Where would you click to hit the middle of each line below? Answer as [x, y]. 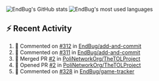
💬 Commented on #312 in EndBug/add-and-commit [78, 46]
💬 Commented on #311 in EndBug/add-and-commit [77, 52]
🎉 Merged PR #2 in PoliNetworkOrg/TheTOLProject [77, 58]
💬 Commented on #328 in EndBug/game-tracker [74, 71]
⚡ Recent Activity [39, 29]
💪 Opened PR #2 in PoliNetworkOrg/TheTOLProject [78, 65]
